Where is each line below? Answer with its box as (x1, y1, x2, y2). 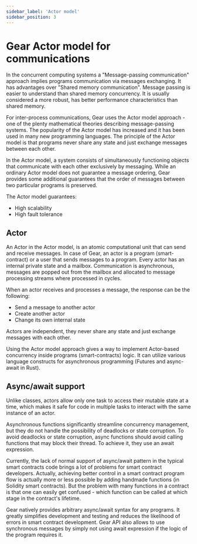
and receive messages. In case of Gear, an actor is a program (6, 250, 155, 257)
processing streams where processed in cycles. (6, 275, 122, 282)
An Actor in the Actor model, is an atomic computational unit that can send (6, 244, 186, 251)
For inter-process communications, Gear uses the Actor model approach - (6, 114, 185, 121)
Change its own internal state (14, 316, 86, 324)
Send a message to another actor (14, 304, 96, 311)
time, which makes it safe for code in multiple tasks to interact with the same (6, 403, 191, 410)
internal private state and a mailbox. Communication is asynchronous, (6, 263, 175, 270)
